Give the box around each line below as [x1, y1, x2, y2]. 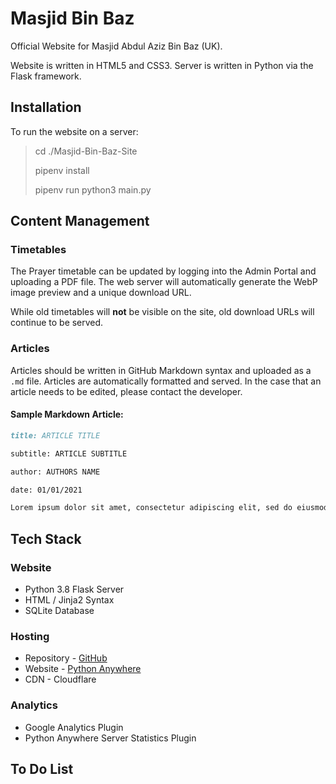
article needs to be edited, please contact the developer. [10, 385, 243, 397]
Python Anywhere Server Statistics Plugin [24, 732, 197, 744]
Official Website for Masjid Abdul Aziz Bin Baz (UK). [10, 40, 223, 52]
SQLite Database [24, 605, 95, 616]
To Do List [10, 760, 74, 777]
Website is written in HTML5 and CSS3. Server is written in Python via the [10, 59, 314, 71]
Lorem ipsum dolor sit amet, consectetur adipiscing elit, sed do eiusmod [10, 503, 329, 513]
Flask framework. [10, 70, 82, 82]
